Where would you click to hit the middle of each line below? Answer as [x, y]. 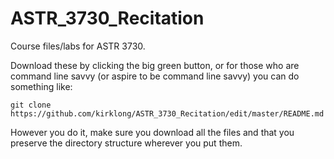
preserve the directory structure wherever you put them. [126, 143]
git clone [31, 105]
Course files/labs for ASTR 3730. [78, 46]
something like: [41, 86]
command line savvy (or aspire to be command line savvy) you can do [155, 76]
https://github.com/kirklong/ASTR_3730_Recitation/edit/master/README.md [167, 113]
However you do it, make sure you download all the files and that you [152, 132]
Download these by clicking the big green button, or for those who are [155, 65]
